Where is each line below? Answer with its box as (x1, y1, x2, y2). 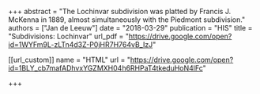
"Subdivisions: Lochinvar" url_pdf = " (8, 31, 129, 41)
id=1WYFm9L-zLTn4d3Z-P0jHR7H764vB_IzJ (8, 40, 153, 49)
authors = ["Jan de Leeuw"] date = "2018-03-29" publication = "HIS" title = (8, 23, 253, 32)
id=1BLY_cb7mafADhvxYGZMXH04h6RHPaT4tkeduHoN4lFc (8, 63, 203, 73)
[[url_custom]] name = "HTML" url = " (8, 55, 130, 64)
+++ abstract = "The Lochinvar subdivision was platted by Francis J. (8, 7, 232, 16)
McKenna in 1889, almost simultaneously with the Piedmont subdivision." (8, 15, 246, 24)
